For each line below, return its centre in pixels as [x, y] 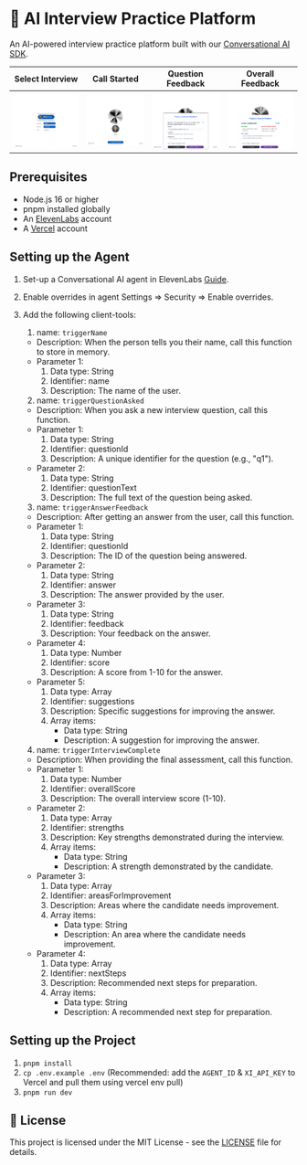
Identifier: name [79, 381]
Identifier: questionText [93, 487]
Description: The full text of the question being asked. [151, 497]
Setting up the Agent [69, 257]
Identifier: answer [83, 585]
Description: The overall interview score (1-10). [138, 798]
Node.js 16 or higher [61, 199]
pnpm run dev [48, 1092]
